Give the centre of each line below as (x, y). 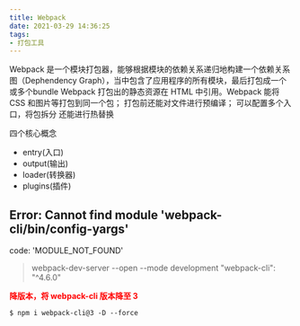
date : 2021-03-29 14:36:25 (60, 26)
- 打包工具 (27, 43)
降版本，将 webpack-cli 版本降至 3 (74, 296)
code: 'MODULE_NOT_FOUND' (66, 251)
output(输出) (45, 163)
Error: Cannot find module (84, 215)
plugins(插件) (47, 186)
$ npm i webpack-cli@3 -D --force (74, 313)
